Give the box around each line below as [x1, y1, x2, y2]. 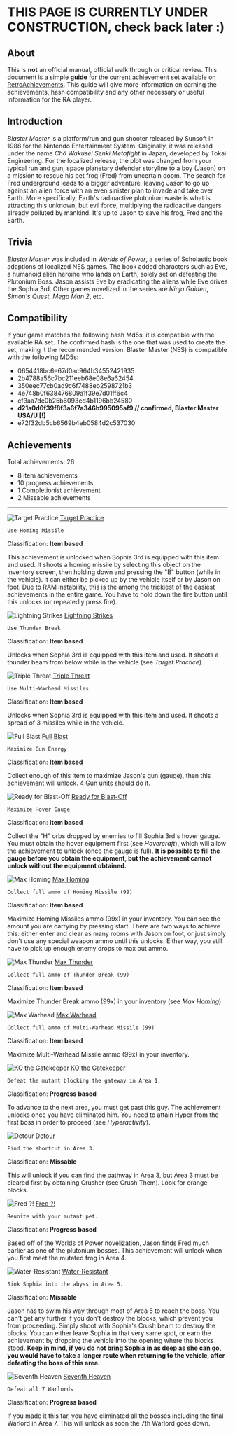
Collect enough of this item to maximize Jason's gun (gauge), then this [7, 772, 211, 780]
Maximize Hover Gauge [7, 806, 71, 813]
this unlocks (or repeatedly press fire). [7, 598, 117, 606]
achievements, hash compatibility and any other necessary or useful [7, 88, 204, 96]
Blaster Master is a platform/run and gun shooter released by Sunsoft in [7, 134, 215, 142]
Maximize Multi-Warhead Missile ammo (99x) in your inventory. [7, 1050, 190, 1059]
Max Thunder [54, 958, 93, 966]
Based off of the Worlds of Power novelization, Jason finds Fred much [7, 1239, 210, 1247]
